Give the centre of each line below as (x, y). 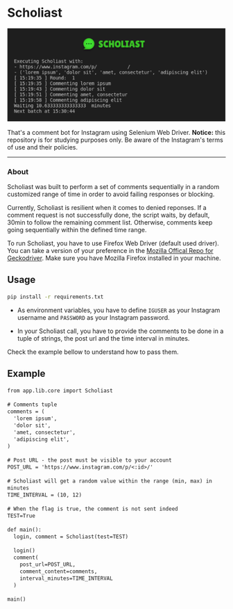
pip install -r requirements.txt (55, 297)
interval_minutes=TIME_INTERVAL (66, 578)
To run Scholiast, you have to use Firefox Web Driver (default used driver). (113, 243)
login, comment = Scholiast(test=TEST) (71, 537)
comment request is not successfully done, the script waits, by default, (109, 215)
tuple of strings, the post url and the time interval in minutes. (103, 338)
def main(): (24, 530)
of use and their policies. (43, 147)
